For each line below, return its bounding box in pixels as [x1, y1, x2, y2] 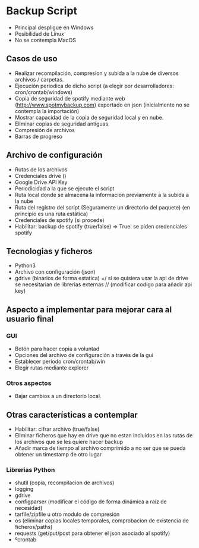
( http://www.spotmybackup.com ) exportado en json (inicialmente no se [14, 101, 190, 108]
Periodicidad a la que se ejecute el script [14, 184, 115, 192]
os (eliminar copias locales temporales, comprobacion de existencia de [14, 517, 189, 524]
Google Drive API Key [14, 179, 68, 186]
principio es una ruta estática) [14, 210, 89, 217]
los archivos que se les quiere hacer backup [14, 439, 124, 446]
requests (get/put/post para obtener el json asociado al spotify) [14, 530, 170, 537]
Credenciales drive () [14, 172, 67, 179]
